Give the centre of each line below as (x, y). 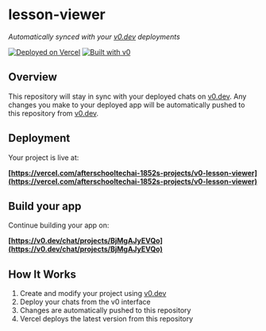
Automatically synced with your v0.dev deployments (94, 37)
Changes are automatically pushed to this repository (105, 310)
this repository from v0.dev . (54, 113)
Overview (33, 77)
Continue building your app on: (59, 225)
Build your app (45, 206)
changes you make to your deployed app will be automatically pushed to (127, 104)
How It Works (42, 274)
